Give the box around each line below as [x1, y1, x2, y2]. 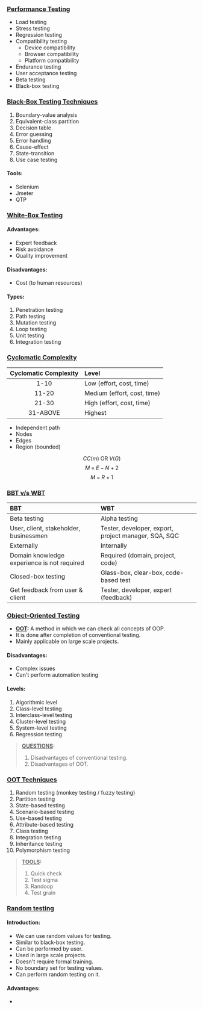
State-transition [15, 149, 55, 157]
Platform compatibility [24, 57, 80, 64]
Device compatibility [24, 44, 76, 51]
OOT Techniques [7, 775, 57, 784]
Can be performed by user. [15, 945, 83, 952]
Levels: [7, 685, 26, 692]
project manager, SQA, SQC [100, 532, 180, 540]
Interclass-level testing [15, 711, 73, 718]
